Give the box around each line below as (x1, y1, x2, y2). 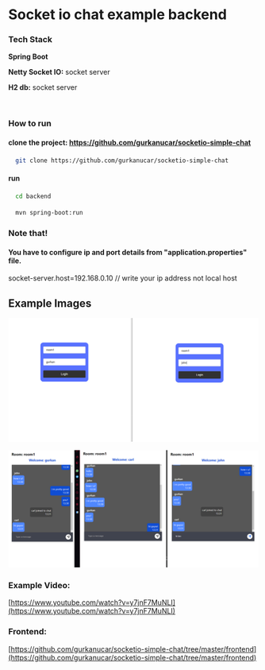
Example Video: (8, 579, 71, 591)
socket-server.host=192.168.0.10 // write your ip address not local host (8, 273, 238, 283)
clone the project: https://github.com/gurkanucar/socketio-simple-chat (8, 137, 252, 147)
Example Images (8, 296, 92, 310)
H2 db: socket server (8, 83, 78, 92)
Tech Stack (8, 34, 53, 45)
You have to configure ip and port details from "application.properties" (8, 247, 248, 257)
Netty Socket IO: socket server (8, 68, 110, 77)
